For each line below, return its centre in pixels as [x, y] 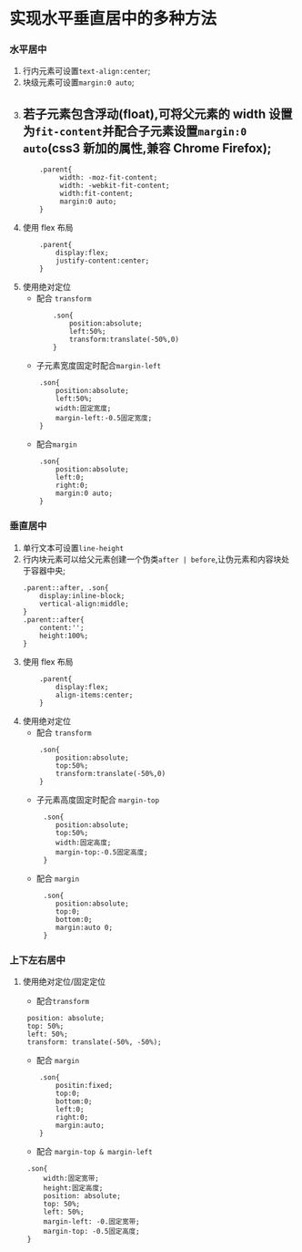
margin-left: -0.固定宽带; [91, 1221]
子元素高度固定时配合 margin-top [98, 800]
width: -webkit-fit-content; [115, 186]
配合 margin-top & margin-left [94, 1151]
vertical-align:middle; [84, 604]
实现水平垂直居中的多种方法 [113, 19]
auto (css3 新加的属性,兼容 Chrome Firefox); [147, 148]
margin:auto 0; [85, 927]
